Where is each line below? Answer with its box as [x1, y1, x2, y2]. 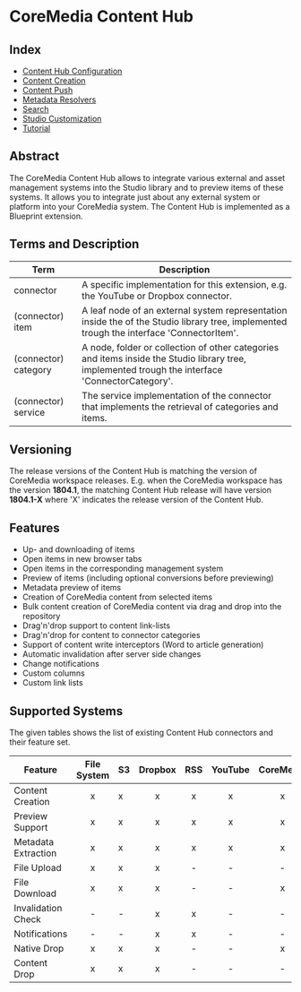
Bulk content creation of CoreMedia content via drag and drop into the [21, 601, 282, 612]
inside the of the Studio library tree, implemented [82, 315, 288, 328]
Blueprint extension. [9, 211, 83, 221]
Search [21, 104, 49, 114]
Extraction [13, 847, 57, 859]
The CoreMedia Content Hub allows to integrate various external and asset [9, 172, 285, 183]
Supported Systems [9, 703, 124, 719]
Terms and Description [9, 237, 140, 252]
